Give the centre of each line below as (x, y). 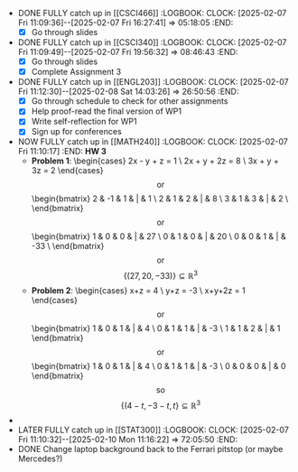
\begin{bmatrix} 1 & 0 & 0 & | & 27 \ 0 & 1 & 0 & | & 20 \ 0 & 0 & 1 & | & (158, 236)
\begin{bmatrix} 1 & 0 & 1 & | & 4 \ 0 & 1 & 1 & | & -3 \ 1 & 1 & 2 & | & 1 (156, 329)
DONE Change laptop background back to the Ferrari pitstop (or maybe (150, 449)
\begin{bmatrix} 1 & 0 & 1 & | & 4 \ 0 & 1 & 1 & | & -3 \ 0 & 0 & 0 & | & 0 (158, 366)
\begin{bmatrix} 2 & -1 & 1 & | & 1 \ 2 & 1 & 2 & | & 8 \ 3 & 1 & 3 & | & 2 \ (160, 199)
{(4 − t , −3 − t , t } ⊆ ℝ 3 (161, 405)
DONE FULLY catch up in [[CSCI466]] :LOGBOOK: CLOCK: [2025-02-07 (152, 13)
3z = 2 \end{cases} (67, 171)
